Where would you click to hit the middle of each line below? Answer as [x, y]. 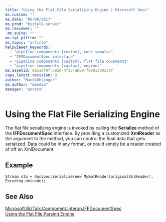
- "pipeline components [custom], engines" [56, 66]
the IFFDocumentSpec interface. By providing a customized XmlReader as [83, 133]
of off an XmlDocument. [30, 149]
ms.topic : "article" [27, 43]
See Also [19, 196]
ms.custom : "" [20, 15]
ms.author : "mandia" [27, 84]
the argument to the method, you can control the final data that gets [75, 139]
